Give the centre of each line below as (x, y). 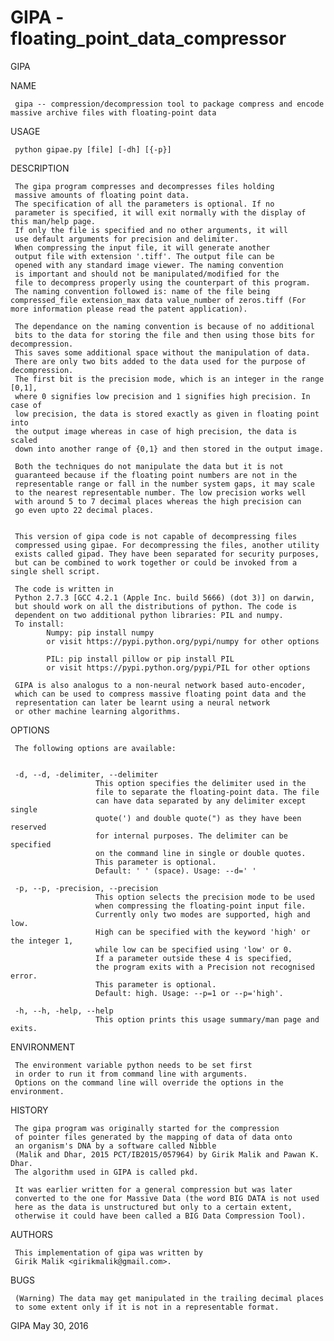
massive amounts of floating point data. (102, 195)
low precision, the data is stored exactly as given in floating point (167, 414)
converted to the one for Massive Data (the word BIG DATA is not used (167, 1198)
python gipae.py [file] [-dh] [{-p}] (93, 149)
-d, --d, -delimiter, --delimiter (86, 774)
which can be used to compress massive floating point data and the (160, 694)
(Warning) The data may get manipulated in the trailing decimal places (169, 1298)
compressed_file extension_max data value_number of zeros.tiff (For (158, 300)
